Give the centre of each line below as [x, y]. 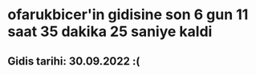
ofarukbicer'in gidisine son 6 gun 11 [128, 15]
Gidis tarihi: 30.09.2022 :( [74, 61]
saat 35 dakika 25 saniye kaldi [110, 32]
